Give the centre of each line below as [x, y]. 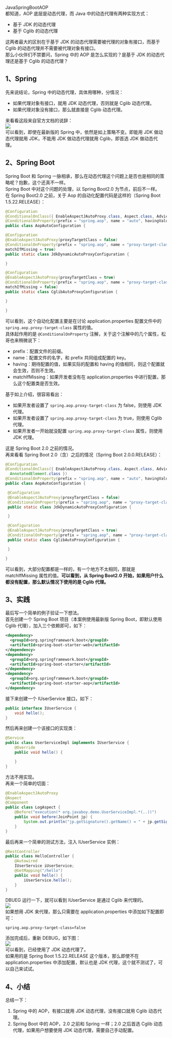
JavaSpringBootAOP [27, 7]
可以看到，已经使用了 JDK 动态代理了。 [47, 950]
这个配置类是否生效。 [40, 383]
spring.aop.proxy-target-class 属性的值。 [50, 327]
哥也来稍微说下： [23, 340]
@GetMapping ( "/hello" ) [39, 871]
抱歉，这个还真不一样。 [43, 183]
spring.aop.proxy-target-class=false [46, 928]
